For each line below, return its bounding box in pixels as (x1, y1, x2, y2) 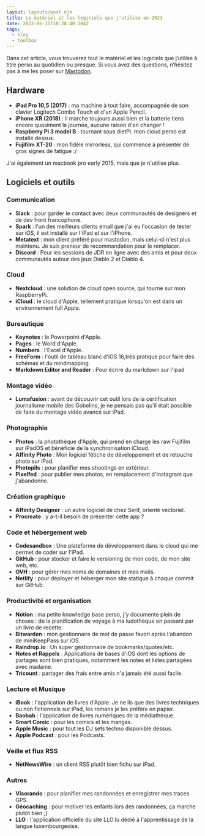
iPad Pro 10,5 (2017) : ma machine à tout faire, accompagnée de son (15, 101, 188, 109)
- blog (12, 32, 29, 38)
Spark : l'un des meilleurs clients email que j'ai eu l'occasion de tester (15, 223, 192, 230)
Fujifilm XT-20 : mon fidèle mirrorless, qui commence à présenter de (15, 141, 190, 148)
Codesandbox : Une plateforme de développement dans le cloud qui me (15, 542, 198, 550)
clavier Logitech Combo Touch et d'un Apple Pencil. (15, 108, 147, 116)
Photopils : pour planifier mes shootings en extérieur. (15, 463, 150, 471)
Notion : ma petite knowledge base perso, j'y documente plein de (15, 610, 181, 618)
